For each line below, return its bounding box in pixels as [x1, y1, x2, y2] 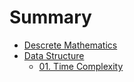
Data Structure [23, 49, 85, 61]
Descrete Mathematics [23, 39, 118, 51]
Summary [9, 6, 92, 29]
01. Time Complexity [38, 60, 124, 72]
